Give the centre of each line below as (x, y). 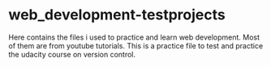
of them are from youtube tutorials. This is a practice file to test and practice (136, 45)
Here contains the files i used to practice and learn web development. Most (134, 37)
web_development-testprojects (117, 15)
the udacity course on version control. (72, 54)
